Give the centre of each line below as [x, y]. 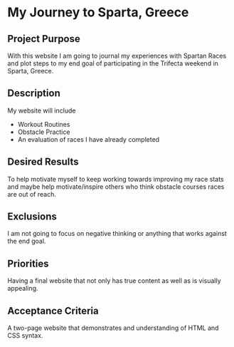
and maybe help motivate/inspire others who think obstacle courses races [116, 187]
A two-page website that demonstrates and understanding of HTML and [113, 328]
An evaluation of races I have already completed [89, 139]
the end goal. [27, 241]
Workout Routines [44, 124]
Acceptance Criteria [53, 311]
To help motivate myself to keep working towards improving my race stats [116, 179]
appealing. [23, 289]
